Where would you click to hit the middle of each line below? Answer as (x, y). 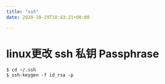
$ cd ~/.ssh (21, 70)
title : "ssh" (22, 12)
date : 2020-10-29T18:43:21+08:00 (48, 17)
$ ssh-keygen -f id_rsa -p (40, 75)
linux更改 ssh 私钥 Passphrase (83, 54)
